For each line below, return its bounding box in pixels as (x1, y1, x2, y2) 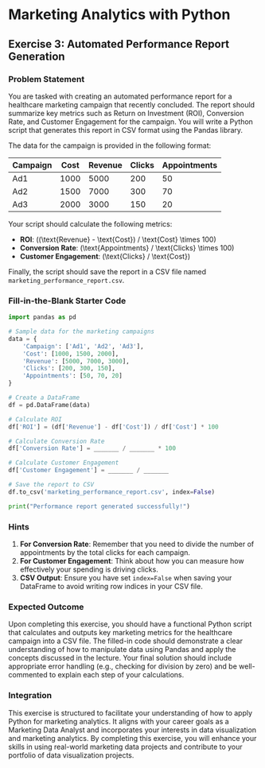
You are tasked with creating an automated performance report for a (8, 91, 232, 101)
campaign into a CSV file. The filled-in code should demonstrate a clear (8, 636, 243, 646)
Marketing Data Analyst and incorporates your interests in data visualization (8, 725, 257, 735)
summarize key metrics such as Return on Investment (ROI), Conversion (8, 108, 244, 118)
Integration (8, 690, 53, 701)
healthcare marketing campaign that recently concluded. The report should (8, 99, 255, 109)
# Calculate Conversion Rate (8, 437, 105, 445)
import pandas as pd (8, 313, 77, 321)
